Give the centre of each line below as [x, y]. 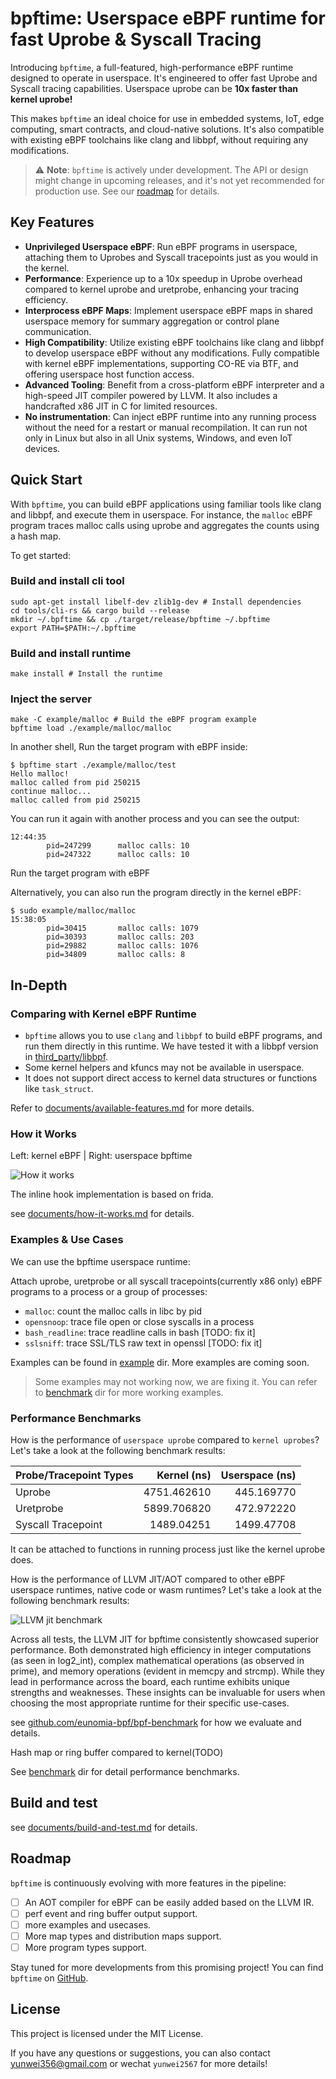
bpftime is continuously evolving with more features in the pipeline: [148, 1883]
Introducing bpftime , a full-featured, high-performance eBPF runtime [152, 67]
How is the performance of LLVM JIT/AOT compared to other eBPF [148, 1579]
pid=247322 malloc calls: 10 [118, 855]
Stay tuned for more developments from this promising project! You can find [167, 1967]
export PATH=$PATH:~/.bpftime [73, 628]
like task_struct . [59, 1089]
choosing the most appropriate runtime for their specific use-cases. [150, 1703]
